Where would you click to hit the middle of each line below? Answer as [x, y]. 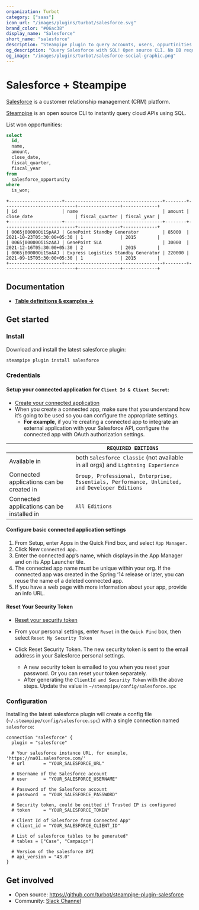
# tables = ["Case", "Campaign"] [53, 842]
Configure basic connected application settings [66, 530]
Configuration [27, 701]
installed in [24, 513]
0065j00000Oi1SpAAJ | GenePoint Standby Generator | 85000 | [100, 232]
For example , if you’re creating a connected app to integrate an [101, 422]
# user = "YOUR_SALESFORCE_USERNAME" [65, 779]
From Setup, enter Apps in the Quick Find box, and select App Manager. [101, 542]
